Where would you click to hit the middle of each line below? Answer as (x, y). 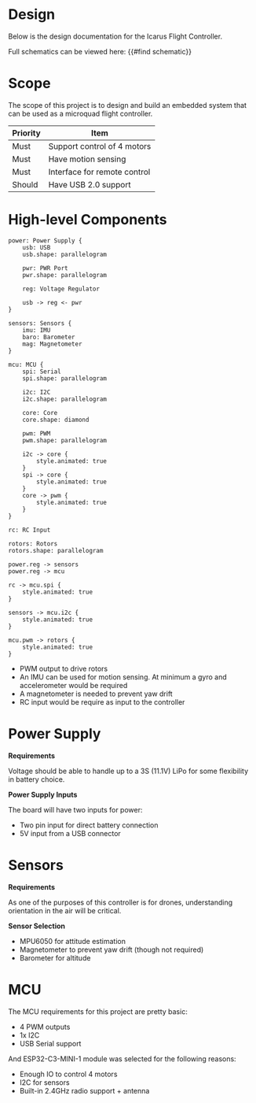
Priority (26, 133)
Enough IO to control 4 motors (68, 1074)
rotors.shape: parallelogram (56, 550)
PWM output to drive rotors (64, 668)
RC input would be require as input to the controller (102, 701)
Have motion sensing (87, 159)
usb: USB (37, 247)
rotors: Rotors (33, 544)
